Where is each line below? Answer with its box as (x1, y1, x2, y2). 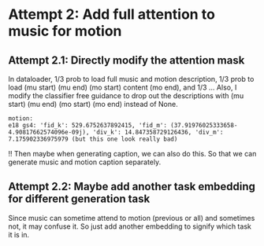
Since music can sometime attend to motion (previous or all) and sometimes (8, 213, 255, 222)
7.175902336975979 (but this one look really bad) (8, 135, 178, 143)
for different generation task (8, 193, 151, 206)
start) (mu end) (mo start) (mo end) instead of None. (8, 100, 179, 108)
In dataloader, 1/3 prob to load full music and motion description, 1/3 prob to (8, 75, 255, 83)
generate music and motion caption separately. (8, 157, 162, 167)
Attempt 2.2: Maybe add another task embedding (8, 180, 256, 193)
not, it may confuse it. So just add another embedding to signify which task (8, 222, 252, 231)
